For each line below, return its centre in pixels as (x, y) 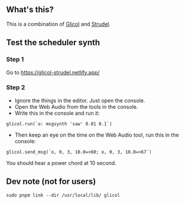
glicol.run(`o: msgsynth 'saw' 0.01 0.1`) (59, 124)
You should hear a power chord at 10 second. (61, 163)
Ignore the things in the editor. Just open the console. (80, 101)
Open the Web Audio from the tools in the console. (76, 106)
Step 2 (16, 88)
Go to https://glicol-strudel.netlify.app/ (53, 72)
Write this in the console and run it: (57, 113)
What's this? (30, 10)
